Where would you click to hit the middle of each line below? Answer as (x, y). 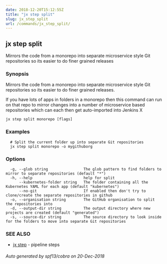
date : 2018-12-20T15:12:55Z (35, 10)
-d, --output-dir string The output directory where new (80, 208)
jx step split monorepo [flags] (39, 119)
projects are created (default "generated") (52, 213)
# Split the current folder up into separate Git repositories (77, 142)
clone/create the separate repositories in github (59, 195)
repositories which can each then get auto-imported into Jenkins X (74, 110)
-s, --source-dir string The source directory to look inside (86, 217)
